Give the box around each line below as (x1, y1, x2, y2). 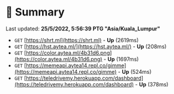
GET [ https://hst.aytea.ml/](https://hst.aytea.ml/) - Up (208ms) (14, 43, 167, 50)
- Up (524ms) (118, 68, 152, 75)
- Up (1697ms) (103, 55, 139, 62)
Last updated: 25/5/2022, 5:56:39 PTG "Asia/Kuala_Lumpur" (5, 25, 160, 32)
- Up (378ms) (135, 80, 169, 88)
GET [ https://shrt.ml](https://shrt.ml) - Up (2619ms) (14, 36, 139, 43)
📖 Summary (5, 5, 65, 19)
